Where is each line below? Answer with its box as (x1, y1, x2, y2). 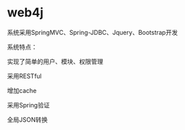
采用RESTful (7, 72, 42, 80)
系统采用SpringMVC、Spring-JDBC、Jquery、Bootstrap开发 (7, 28, 178, 36)
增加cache (7, 86, 37, 94)
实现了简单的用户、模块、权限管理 (7, 57, 103, 66)
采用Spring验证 (7, 101, 50, 109)
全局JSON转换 (7, 115, 48, 124)
